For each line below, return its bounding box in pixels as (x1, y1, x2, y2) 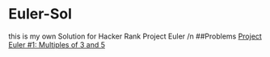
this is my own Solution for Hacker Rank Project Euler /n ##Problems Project (8, 31, 263, 41)
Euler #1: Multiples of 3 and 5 (8, 39, 105, 49)
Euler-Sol (8, 5, 73, 23)
